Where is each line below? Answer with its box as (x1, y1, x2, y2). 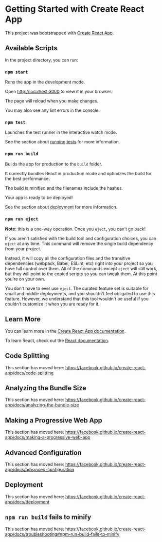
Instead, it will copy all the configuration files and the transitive (5, 255, 130, 261)
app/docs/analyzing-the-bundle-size (5, 402, 79, 408)
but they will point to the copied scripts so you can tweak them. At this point (5, 271, 157, 277)
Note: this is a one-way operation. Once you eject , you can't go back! (5, 226, 146, 232)
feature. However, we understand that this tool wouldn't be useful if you (5, 296, 149, 301)
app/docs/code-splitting (5, 370, 54, 376)
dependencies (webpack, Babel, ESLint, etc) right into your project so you (5, 260, 153, 266)
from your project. (5, 245, 41, 252)
